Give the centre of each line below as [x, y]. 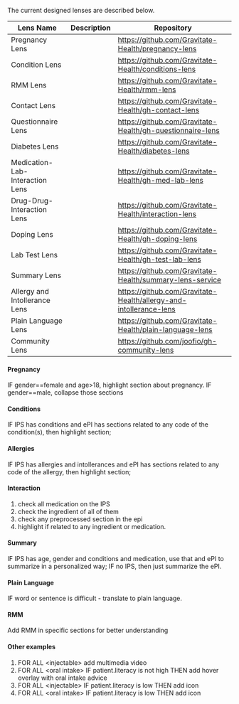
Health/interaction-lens [157, 214]
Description [91, 28]
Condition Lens [36, 65]
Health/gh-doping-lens [158, 239]
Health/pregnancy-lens [157, 49]
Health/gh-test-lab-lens [159, 259]
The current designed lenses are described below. [81, 10]
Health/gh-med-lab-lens [161, 180]
